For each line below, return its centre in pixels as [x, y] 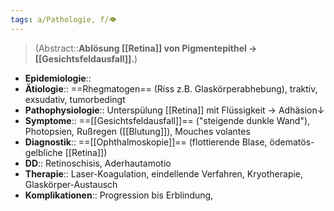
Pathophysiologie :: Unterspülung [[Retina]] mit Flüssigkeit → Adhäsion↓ [174, 110]
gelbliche [43, 152]
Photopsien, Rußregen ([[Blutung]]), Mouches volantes [137, 131]
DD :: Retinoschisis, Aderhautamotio [98, 163]
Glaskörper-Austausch [71, 184]
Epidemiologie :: [58, 78]
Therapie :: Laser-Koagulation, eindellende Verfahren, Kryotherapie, [164, 173]
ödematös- [292, 142]
